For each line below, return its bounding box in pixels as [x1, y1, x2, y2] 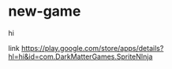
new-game [8, 2, 81, 20]
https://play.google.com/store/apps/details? [21, 43, 164, 53]
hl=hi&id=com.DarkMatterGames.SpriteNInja [8, 52, 153, 61]
